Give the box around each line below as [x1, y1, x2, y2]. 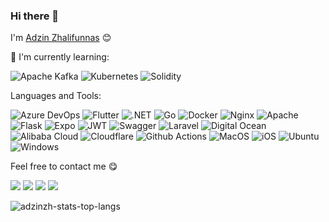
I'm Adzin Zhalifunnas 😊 [10, 32, 112, 44]
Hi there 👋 [10, 9, 60, 23]
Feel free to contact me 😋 [10, 160, 118, 173]
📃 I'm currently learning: [10, 51, 110, 63]
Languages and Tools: [10, 90, 102, 102]
